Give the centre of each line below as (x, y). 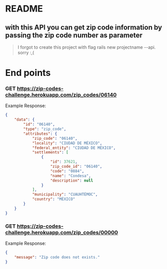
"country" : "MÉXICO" (54, 199)
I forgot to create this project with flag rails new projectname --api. (87, 47)
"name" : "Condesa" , (71, 176)
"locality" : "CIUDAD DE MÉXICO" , (67, 143)
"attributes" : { (40, 134)
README (24, 9)
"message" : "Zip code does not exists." (57, 257)
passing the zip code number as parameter (74, 35)
